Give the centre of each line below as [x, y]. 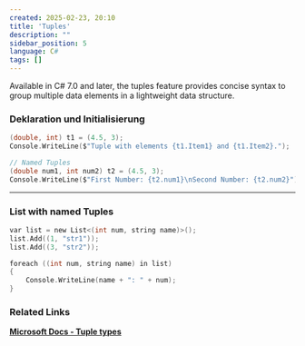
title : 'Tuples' [40, 26]
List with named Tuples [62, 212]
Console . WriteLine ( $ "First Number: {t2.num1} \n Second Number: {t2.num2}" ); [156, 179]
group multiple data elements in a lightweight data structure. [122, 95]
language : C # [34, 52]
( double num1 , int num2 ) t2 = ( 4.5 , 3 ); [87, 171]
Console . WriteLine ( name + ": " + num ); [101, 281]
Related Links [40, 312]
